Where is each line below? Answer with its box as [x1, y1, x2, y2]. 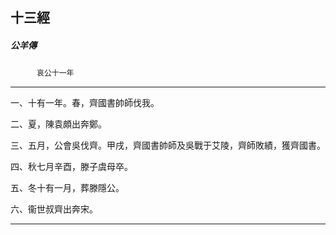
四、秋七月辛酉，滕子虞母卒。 [10, 161, 133, 173]
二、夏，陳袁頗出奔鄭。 [10, 118, 107, 130]
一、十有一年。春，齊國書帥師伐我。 [10, 97, 160, 109]
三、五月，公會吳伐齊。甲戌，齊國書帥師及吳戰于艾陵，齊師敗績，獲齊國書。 [10, 139, 326, 152]
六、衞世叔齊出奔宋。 [10, 203, 98, 215]
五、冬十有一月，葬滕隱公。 [10, 182, 125, 194]
